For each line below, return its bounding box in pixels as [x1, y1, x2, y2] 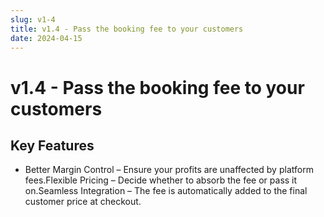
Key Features [10, 137, 95, 154]
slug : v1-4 [10, 14, 56, 25]
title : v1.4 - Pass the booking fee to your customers [10, 24, 244, 34]
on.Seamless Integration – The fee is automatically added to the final [24, 185, 308, 197]
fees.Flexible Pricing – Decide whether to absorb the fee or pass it [24, 174, 298, 186]
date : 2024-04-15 [10, 33, 83, 43]
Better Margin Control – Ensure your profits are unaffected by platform [24, 164, 314, 176]
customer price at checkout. [24, 196, 142, 208]
